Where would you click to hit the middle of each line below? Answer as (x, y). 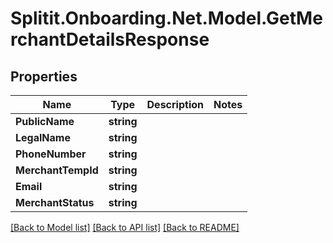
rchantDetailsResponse (110, 39)
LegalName (43, 137)
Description (175, 104)
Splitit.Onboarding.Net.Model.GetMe (166, 18)
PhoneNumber (51, 154)
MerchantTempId (57, 170)
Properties (44, 76)
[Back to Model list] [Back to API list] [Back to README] (125, 227)
